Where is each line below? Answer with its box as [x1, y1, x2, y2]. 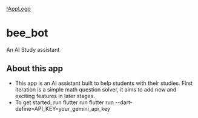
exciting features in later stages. [15, 92, 96, 99]
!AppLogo [6, 5, 31, 12]
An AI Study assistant [6, 46, 60, 53]
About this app [6, 63, 64, 74]
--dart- [114, 99, 133, 106]
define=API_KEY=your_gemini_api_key [15, 105, 111, 112]
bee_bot [6, 26, 48, 40]
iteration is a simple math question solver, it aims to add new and [15, 85, 177, 93]
